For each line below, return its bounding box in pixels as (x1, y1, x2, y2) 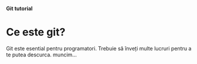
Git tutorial (6, 5, 33, 12)
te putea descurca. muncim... (6, 51, 77, 58)
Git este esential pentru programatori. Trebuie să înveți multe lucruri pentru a (6, 45, 192, 52)
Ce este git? (6, 26, 66, 39)
